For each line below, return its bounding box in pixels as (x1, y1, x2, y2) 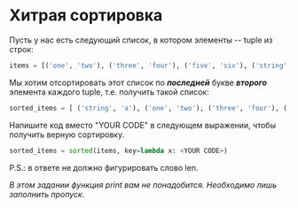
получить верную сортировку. (9, 129, 125, 140)
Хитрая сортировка (9, 5, 163, 26)
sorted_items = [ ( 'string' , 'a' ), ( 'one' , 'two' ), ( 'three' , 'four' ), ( (9, 104, 288, 112)
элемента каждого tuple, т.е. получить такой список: (9, 86, 210, 97)
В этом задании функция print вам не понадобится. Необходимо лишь (9, 179, 278, 190)
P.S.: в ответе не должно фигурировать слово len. (9, 162, 199, 173)
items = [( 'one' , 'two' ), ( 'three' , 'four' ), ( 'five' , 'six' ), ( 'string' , (9, 61, 292, 70)
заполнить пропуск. (9, 189, 85, 199)
